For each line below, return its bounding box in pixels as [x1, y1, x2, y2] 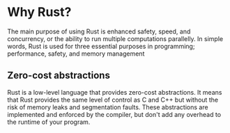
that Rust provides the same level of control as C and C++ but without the [7, 95, 218, 104]
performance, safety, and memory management [7, 49, 145, 58]
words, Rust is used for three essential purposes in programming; [7, 42, 195, 50]
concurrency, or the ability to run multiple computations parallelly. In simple [7, 34, 224, 42]
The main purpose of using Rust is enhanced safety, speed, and [7, 27, 191, 36]
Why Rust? [7, 4, 72, 20]
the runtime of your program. [7, 118, 91, 126]
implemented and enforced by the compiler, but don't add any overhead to [7, 110, 222, 118]
